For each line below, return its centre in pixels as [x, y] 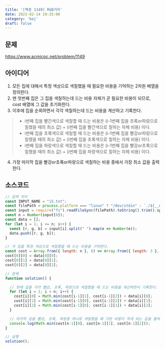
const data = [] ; [23, 220]
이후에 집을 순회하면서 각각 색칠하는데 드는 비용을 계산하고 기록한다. [77, 110]
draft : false [18, 23]
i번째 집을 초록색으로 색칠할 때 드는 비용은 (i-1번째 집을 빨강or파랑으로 [91, 133]
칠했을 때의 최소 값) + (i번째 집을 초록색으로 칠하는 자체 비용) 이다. [87, 139]
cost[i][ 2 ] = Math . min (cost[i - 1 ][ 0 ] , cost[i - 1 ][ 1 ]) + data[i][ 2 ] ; [83, 306]
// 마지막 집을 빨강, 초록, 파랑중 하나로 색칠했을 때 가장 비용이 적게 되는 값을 [80, 319]
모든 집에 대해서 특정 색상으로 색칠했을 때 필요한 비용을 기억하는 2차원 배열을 [85, 86]
